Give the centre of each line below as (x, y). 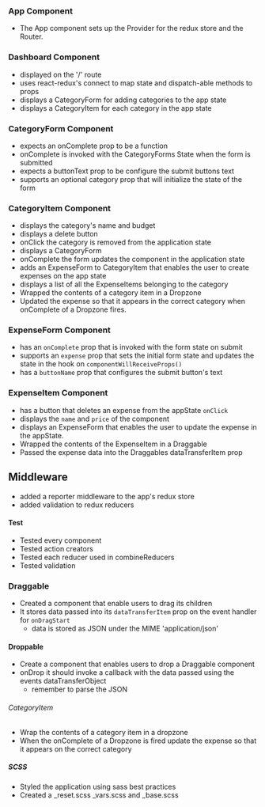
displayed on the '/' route (61, 74)
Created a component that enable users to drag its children (116, 604)
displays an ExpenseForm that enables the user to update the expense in (138, 427)
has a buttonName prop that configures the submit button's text (121, 373)
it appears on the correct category (76, 748)
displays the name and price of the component (95, 419)
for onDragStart (45, 620)
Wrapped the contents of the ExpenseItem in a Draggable (113, 444)
